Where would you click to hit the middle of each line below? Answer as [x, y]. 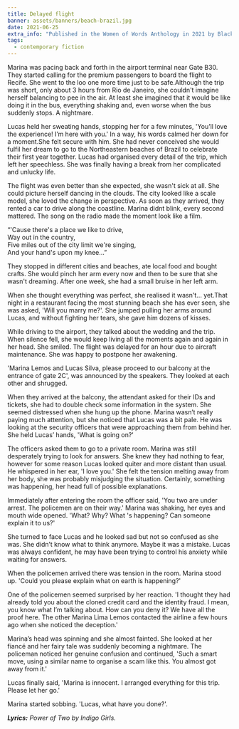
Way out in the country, [42, 237]
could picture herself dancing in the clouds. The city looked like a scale [112, 193]
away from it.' [27, 669]
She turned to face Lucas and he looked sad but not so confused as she [113, 537]
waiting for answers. [37, 559]
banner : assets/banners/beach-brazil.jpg [70, 21]
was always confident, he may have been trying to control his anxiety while [117, 552]
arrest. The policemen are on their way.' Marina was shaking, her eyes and [116, 508]
